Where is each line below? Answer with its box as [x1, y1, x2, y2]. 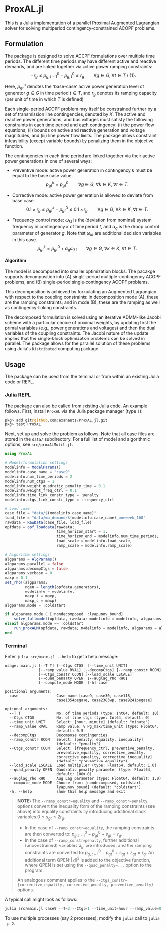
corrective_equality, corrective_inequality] [56, 755, 153, 760]
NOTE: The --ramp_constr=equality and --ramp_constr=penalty [17, 798, 148, 804]
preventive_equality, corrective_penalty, [56, 750, 146, 755]
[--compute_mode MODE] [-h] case [38, 680, 108, 685]
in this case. [12, 236, 37, 242]
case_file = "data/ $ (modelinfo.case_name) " [5, 510, 97, 515]
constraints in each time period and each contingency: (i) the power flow [5, 122, 154, 128]
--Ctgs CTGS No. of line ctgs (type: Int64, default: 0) [9, 715, 150, 720]
